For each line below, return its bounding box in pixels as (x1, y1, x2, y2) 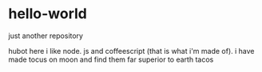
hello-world (8, 5, 88, 23)
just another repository (8, 31, 84, 40)
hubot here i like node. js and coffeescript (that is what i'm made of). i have (8, 46, 255, 55)
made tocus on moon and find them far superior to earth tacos (8, 55, 214, 64)
